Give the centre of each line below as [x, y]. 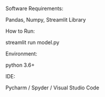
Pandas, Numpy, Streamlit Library [46, 20]
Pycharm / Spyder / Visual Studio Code [52, 88]
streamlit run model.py [32, 42]
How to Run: [20, 31]
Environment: [21, 54]
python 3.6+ [20, 65]
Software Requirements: [34, 8]
